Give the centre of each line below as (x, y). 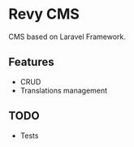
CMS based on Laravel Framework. (67, 37)
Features (31, 62)
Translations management (64, 90)
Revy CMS (44, 14)
